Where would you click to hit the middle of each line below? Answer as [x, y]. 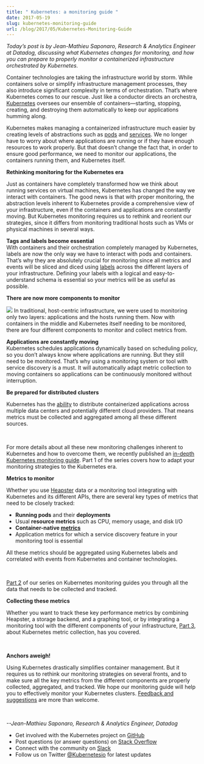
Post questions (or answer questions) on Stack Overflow [86, 742]
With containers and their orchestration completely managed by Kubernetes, [102, 248]
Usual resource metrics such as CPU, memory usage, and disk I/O [99, 522]
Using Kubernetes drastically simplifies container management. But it [93, 668]
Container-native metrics [48, 528]
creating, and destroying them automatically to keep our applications [93, 110]
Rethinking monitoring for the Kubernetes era [65, 172]
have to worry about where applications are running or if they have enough [100, 141]
